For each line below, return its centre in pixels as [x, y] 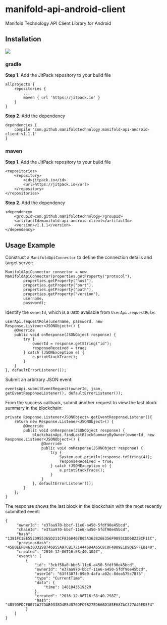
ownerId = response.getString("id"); [72, 344]
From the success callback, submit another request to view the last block [81, 403]
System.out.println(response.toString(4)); [106, 457]
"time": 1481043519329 [68, 587]
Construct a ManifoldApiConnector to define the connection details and [79, 257]
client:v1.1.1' [21, 134]
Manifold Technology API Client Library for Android [58, 23]
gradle [13, 64]
